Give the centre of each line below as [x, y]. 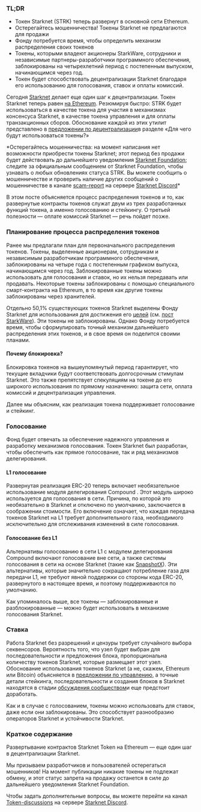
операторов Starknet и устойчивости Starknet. [65, 718]
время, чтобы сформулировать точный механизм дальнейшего [88, 327]
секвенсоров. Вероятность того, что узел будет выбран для [83, 649]
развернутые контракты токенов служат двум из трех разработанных [96, 203]
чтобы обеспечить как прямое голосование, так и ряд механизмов [92, 452]
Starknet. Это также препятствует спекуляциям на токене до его [89, 380]
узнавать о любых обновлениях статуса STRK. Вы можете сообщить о [97, 173]
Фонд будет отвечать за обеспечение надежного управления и [88, 439]
